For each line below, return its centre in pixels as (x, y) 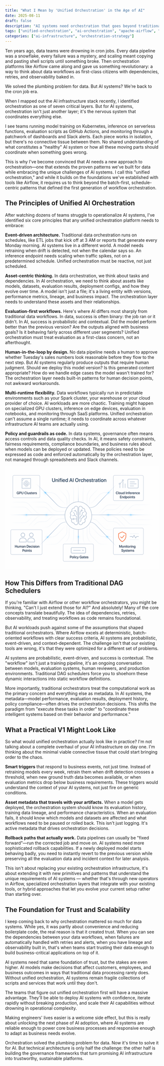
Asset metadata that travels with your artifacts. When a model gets (74, 802)
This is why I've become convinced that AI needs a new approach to (74, 162)
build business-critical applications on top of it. (52, 952)
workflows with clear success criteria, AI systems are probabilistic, (90, 638)
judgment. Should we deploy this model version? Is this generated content (80, 367)
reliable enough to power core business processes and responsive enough (80, 1028)
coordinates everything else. (34, 117)
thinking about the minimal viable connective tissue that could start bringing (81, 752)
